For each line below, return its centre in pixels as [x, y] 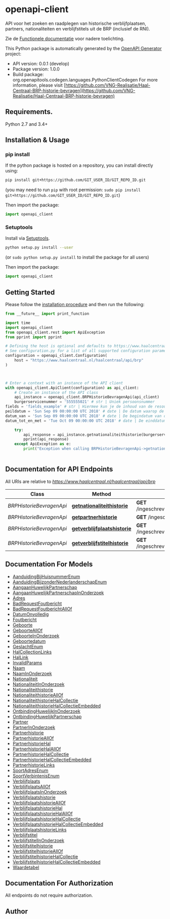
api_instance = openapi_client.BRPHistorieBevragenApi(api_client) [87, 397]
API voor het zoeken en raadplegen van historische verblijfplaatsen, [76, 23]
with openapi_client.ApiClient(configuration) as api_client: [72, 388]
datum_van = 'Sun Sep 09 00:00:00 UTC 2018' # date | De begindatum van [83, 416]
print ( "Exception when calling [56, 449]
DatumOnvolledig [31, 614]
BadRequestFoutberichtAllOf [42, 609]
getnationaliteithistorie [100, 505]
